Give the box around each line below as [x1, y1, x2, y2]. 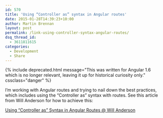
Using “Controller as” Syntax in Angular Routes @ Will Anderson [5, 107, 136, 113]
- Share [9, 53, 26, 59]
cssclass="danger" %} [5, 77, 52, 83]
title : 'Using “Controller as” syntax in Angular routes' [5, 12, 127, 17]
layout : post [5, 26, 32, 31]
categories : [5, 44, 30, 49]
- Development [9, 49, 39, 54]
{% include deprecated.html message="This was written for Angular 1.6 [5, 67, 151, 73]
